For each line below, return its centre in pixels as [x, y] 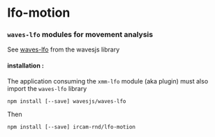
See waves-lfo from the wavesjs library [64, 49]
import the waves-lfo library [47, 88]
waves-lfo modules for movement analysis [80, 35]
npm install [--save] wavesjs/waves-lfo [67, 101]
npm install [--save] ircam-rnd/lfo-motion [72, 127]
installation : [25, 66]
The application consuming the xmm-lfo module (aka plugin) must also [108, 81]
